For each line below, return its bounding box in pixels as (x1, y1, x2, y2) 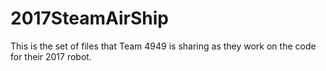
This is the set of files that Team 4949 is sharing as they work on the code (10, 40, 317, 52)
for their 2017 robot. (10, 50, 92, 62)
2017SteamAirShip (10, 7, 169, 30)
